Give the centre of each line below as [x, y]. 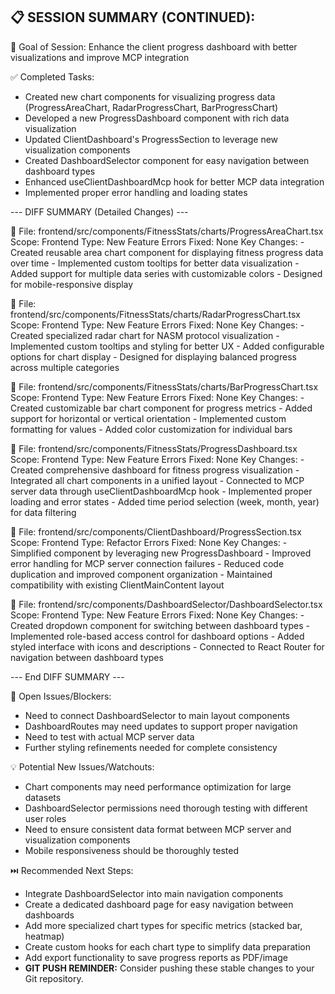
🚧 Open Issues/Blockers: [61, 696]
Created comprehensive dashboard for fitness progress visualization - [155, 470]
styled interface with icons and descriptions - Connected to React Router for [167, 646]
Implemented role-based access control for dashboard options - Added [157, 636]
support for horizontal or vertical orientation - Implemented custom [148, 418]
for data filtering [43, 512]
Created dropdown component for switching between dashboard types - [160, 625]
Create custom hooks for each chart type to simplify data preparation [167, 946]
